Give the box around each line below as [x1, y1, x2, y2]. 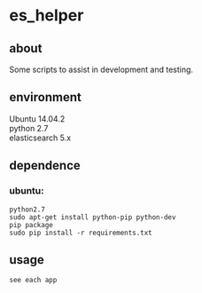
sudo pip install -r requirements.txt [9, 228, 152, 237]
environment [9, 90, 82, 105]
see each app [9, 276, 58, 285]
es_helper [9, 5, 84, 26]
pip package [9, 220, 53, 229]
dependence [9, 158, 82, 173]
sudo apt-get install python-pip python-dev [9, 212, 176, 222]
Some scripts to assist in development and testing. [9, 64, 193, 75]
